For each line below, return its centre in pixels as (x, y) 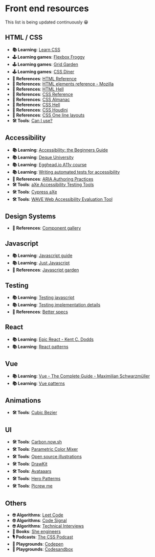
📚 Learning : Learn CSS (36, 49)
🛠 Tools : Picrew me (32, 486)
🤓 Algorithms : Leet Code (38, 515)
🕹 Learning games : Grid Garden (45, 64)
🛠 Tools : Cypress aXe (34, 192)
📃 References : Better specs (40, 312)
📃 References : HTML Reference (44, 78)
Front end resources (47, 9)
